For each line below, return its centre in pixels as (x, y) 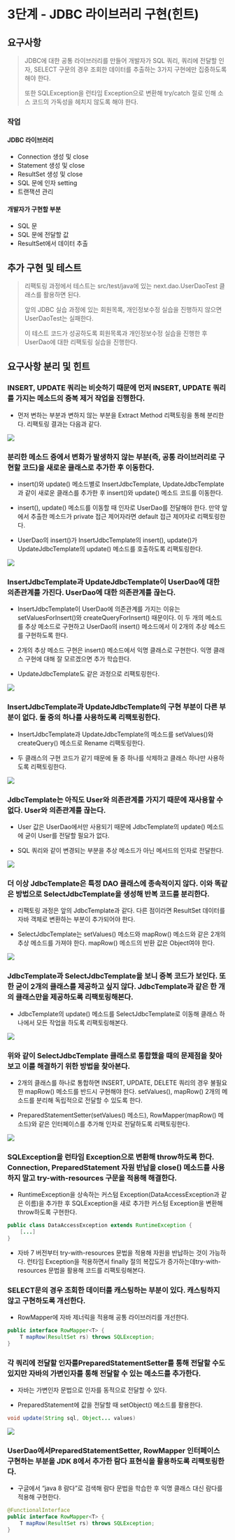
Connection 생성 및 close (53, 157)
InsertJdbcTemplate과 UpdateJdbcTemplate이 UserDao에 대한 (114, 582)
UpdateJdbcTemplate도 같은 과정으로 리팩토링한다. (88, 674)
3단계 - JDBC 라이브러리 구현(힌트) (103, 14)
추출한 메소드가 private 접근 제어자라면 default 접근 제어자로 (113, 517)
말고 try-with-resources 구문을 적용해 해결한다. (99, 1177)
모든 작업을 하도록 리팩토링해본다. (82, 1022)
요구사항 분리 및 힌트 (49, 366)
